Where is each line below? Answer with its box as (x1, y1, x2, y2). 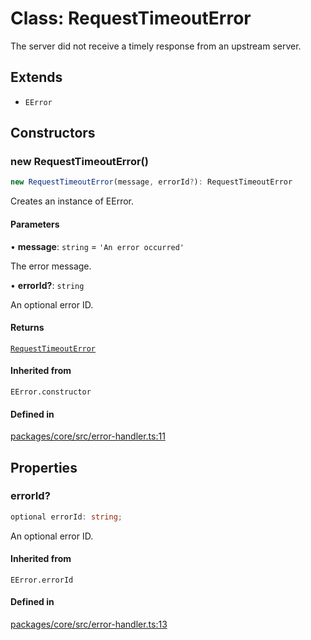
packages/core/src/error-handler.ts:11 (10, 430, 166, 442)
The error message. (10, 260, 92, 272)
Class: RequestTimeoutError (10, 7, 252, 30)
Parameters (10, 218, 60, 230)
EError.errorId (10, 575, 74, 585)
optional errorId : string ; (10, 512, 123, 522)
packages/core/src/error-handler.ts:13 (10, 618, 168, 631)
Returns (10, 322, 45, 334)
